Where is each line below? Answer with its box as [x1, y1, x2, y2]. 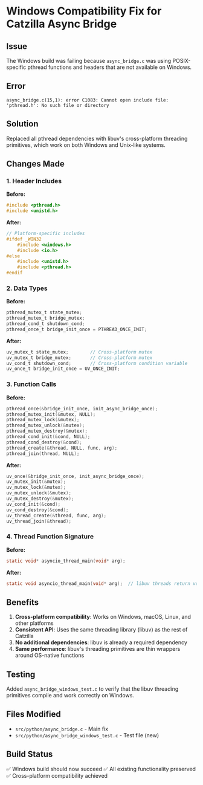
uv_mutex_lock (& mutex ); [6, 485, 66, 491]
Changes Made [6, 159, 65, 169]
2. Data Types [6, 284, 48, 292]
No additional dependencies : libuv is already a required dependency [14, 639, 187, 646]
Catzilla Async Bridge [6, 17, 117, 31]
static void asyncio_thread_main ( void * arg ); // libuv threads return [6, 580, 190, 587]
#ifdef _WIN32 [6, 236, 42, 242]
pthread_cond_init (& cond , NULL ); [6, 434, 91, 440]
